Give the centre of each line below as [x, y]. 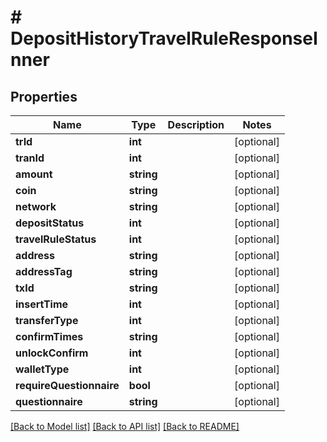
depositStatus [50, 223]
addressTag [44, 271]
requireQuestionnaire [67, 385]
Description [196, 124]
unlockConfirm [52, 353]
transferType [47, 320]
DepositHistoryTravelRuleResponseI [164, 38]
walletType [42, 369]
